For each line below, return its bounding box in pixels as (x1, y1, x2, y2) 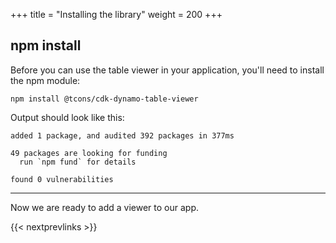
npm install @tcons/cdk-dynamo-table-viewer (10, 94, 199, 104)
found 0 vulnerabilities (10, 174, 114, 184)
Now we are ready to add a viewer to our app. (10, 201, 199, 213)
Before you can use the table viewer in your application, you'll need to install (10, 64, 325, 76)
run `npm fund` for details (19, 157, 137, 167)
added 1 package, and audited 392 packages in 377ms (10, 130, 235, 141)
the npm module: (10, 74, 81, 86)
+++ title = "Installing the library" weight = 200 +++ (10, 9, 223, 20)
